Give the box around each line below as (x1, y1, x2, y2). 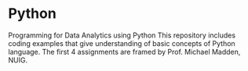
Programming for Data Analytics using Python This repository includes (8, 30, 236, 40)
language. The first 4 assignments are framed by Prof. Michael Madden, (8, 47, 241, 56)
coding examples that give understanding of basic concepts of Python (8, 38, 235, 48)
